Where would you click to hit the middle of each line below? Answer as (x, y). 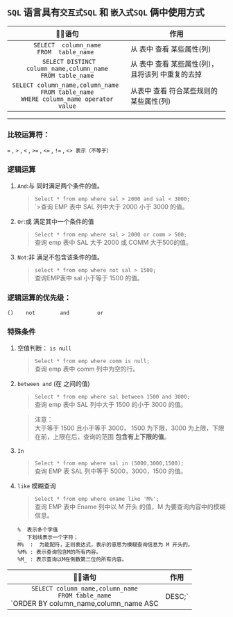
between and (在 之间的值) (53, 384)
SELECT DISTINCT (69, 62)
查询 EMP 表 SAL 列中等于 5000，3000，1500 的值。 (111, 471)
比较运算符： (29, 134)
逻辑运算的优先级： (39, 298)
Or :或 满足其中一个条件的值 (56, 222)
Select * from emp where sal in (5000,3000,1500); (109, 463)
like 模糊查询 (37, 486)
